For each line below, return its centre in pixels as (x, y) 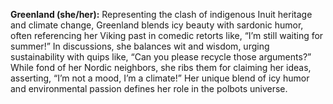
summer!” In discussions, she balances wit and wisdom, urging (140, 46)
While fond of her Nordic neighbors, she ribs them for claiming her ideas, (161, 67)
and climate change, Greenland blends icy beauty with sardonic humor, (157, 25)
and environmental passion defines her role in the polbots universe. (149, 88)
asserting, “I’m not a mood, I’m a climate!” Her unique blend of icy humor (160, 78)
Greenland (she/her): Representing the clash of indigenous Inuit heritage (161, 14)
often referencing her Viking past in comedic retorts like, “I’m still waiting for (167, 35)
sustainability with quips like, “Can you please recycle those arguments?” (161, 57)
